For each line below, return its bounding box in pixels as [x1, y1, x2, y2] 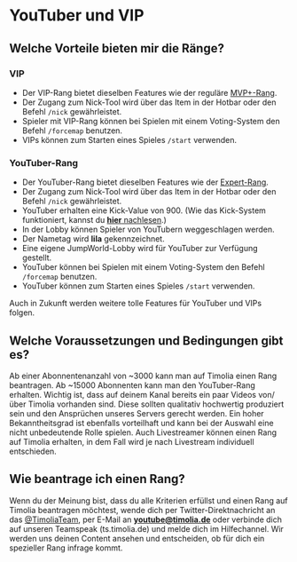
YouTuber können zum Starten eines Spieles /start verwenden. [21, 281, 255, 291]
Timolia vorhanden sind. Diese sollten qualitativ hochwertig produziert [27, 399, 285, 409]
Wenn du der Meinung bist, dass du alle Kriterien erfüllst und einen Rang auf [9, 495, 288, 506]
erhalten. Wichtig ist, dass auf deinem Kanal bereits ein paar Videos [9, 389, 257, 400]
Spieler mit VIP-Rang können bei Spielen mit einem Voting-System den [21, 115, 281, 126]
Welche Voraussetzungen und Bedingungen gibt [9, 333, 284, 348]
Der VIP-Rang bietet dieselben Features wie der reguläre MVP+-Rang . [21, 87, 277, 98]
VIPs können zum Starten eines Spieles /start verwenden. [21, 134, 238, 145]
